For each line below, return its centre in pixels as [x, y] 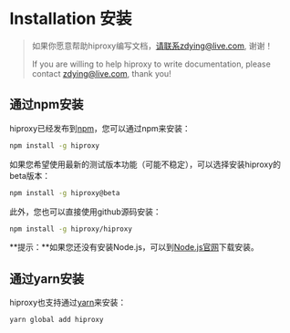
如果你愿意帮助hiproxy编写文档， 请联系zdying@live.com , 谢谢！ [152, 46]
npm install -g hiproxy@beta [65, 193]
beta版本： [30, 175]
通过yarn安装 [47, 279]
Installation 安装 [71, 19]
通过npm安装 [47, 104]
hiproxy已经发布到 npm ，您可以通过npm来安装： [100, 128]
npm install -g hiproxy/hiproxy [71, 229]
